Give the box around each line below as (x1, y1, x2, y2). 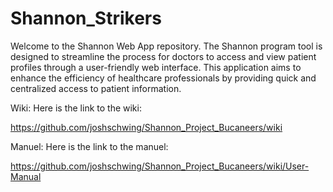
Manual (10, 170, 42, 182)
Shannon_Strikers (10, 7, 162, 30)
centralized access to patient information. (10, 82, 182, 94)
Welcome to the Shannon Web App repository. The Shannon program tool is (10, 40, 323, 52)
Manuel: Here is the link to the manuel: (10, 140, 169, 152)
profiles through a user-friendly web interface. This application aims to (10, 61, 302, 73)
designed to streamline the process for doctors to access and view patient (10, 50, 317, 62)
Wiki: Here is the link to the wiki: (10, 102, 142, 114)
